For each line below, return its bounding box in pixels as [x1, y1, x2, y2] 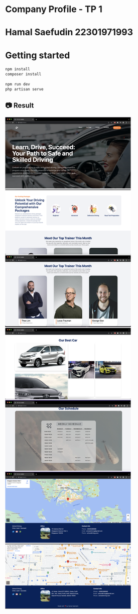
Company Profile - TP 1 [5, 4, 103, 15]
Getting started [5, 49, 70, 61]
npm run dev [5, 82, 30, 87]
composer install [5, 72, 42, 77]
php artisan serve [5, 87, 44, 92]
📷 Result [5, 101, 34, 110]
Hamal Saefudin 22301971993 [5, 27, 133, 38]
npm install [5, 67, 30, 72]
